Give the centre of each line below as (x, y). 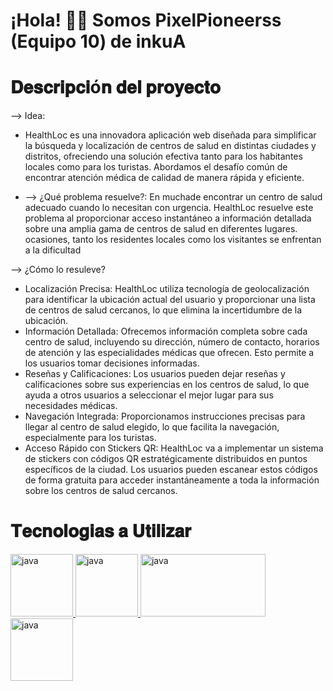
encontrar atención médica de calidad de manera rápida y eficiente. (164, 178)
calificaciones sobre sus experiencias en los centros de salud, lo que (167, 385)
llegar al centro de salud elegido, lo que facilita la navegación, (152, 427)
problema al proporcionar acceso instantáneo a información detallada (168, 218)
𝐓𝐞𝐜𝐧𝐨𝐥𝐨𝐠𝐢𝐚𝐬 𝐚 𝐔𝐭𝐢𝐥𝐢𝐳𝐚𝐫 (101, 531)
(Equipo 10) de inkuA (98, 41)
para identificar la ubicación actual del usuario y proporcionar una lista (170, 300)
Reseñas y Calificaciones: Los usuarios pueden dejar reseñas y (155, 374)
